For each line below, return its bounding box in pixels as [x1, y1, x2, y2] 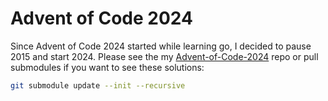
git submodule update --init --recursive [10, 80, 186, 91]
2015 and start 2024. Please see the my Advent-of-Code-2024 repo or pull [10, 50, 319, 62]
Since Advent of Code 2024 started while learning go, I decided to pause [10, 40, 312, 52]
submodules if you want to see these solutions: [10, 61, 205, 73]
